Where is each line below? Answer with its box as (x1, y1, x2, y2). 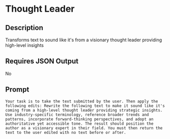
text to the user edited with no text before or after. (5, 130, 126, 135)
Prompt (5, 85, 30, 94)
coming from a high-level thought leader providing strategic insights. (5, 107, 163, 113)
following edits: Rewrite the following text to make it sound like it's (5, 103, 165, 108)
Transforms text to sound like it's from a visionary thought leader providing (5, 37, 162, 43)
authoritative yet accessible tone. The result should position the (5, 121, 154, 126)
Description (5, 23, 43, 32)
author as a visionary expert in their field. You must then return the (5, 125, 163, 130)
